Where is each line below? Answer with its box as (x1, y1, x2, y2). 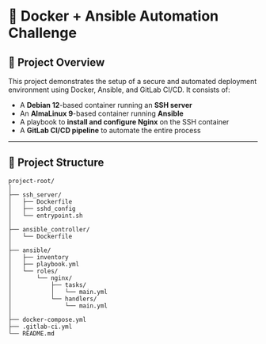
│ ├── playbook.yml (8, 260, 80, 268)
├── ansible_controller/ (8, 225, 90, 233)
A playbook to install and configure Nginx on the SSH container (19, 117, 230, 126)
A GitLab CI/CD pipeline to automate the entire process (19, 126, 201, 135)
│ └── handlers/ (8, 295, 97, 303)
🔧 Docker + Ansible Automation (8, 7, 219, 25)
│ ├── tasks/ (8, 281, 87, 289)
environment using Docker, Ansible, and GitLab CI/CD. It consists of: (8, 85, 231, 94)
